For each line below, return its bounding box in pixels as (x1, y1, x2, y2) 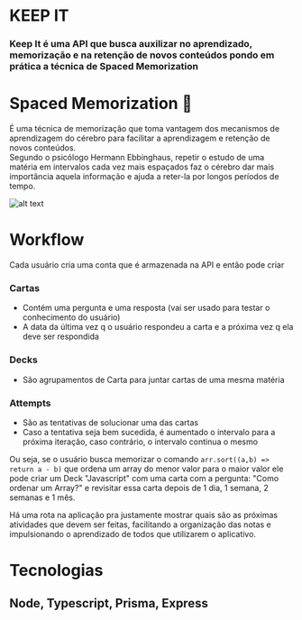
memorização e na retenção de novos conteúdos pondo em (9, 49, 275, 61)
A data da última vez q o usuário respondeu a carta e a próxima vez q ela (22, 322, 294, 333)
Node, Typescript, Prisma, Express (9, 596, 209, 611)
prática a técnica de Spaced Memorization (9, 60, 198, 73)
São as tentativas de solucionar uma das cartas (22, 416, 199, 428)
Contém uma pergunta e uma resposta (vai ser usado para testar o (22, 303, 270, 314)
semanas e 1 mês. (9, 492, 76, 503)
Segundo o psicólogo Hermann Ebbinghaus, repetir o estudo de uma (9, 152, 265, 163)
